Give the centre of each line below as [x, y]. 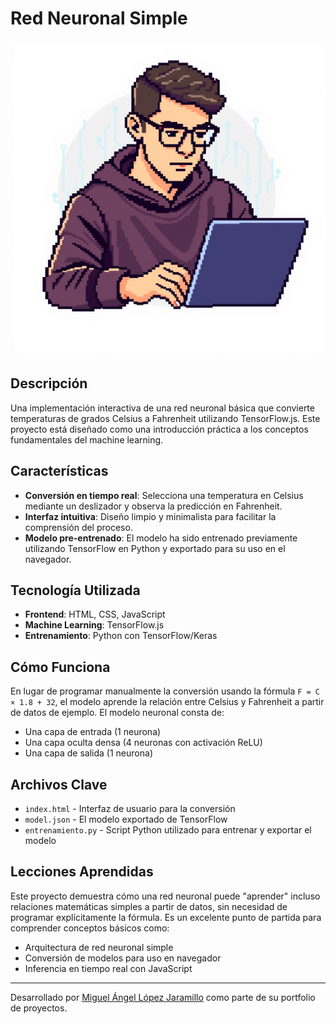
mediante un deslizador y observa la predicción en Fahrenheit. [153, 506]
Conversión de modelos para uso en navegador [123, 958]
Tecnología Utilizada [75, 590]
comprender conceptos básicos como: [90, 928]
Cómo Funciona [60, 667]
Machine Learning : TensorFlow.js [94, 625]
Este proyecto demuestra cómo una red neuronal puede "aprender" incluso [165, 896]
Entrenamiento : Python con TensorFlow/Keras [121, 636]
